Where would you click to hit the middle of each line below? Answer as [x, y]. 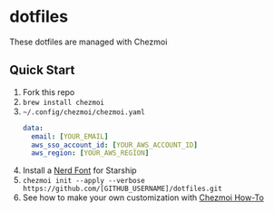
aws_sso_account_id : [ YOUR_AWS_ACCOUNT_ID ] [114, 145]
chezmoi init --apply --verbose [83, 181]
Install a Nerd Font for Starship [80, 170]
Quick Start [42, 70]
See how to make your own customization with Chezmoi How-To [143, 198]
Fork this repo [49, 92]
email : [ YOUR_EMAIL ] [70, 136]
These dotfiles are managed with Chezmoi [88, 42]
